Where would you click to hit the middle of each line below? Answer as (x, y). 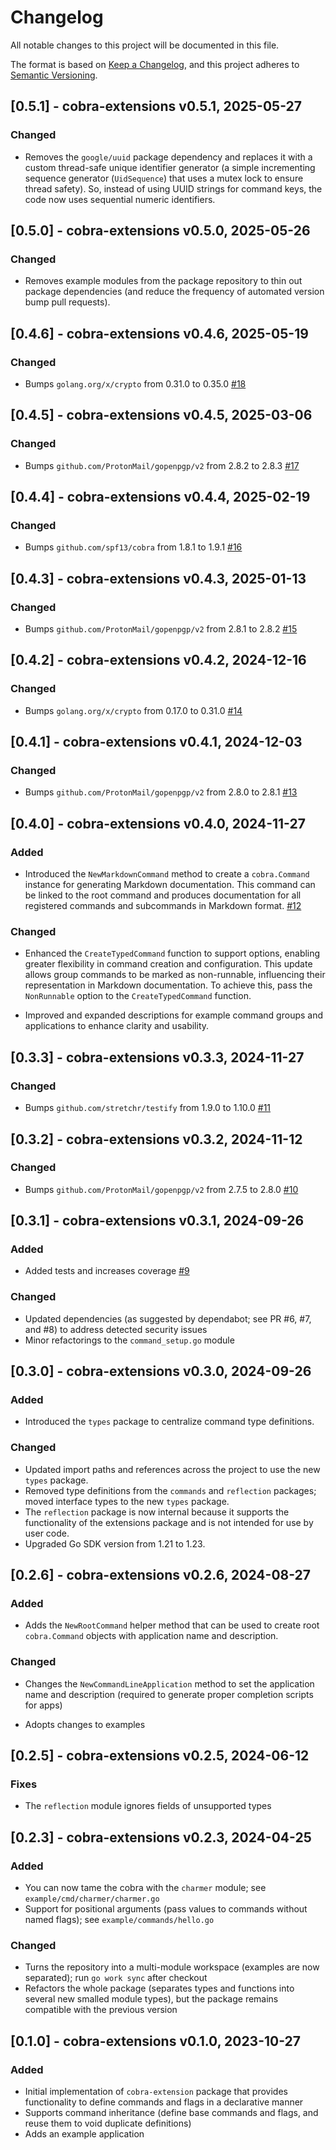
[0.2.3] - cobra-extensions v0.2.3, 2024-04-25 (161, 1837)
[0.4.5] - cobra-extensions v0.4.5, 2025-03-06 (161, 415)
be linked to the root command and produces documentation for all (163, 895)
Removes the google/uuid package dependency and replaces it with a (168, 157)
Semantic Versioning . (54, 75)
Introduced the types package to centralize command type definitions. (169, 1422)
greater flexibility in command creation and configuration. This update (168, 964)
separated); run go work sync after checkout (116, 1978)
